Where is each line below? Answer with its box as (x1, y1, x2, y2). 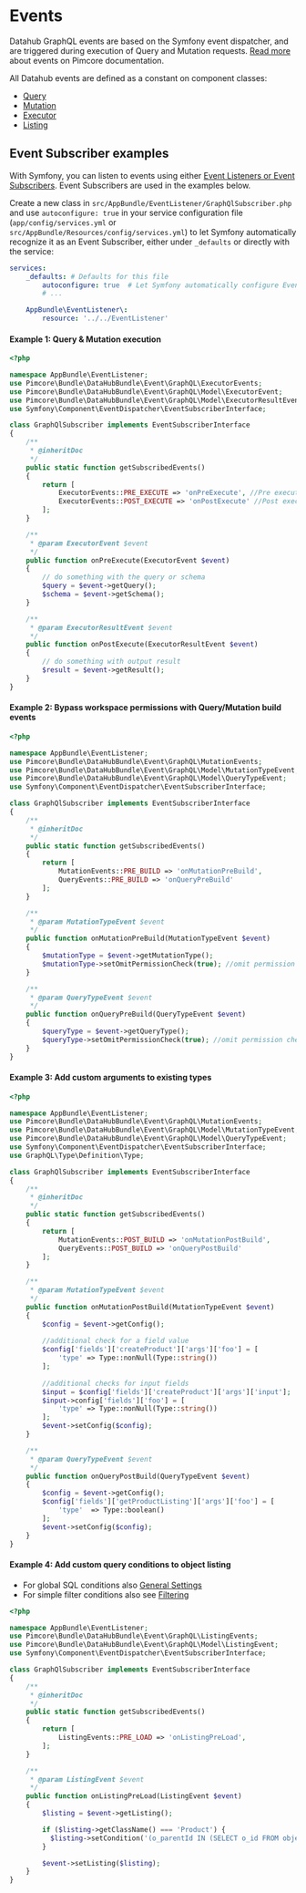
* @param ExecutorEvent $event (29, 539, 148, 548)
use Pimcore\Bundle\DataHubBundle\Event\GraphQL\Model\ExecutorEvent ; (9, 387, 283, 397)
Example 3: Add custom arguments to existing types (9, 1072, 212, 1083)
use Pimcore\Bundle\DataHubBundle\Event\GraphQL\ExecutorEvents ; (9, 378, 262, 388)
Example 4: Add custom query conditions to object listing (9, 1559, 231, 1570)
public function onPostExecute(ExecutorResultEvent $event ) (25, 640, 259, 649)
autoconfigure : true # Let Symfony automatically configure (42, 280, 280, 290)
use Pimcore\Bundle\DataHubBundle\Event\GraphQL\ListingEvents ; (9, 1631, 259, 1641)
